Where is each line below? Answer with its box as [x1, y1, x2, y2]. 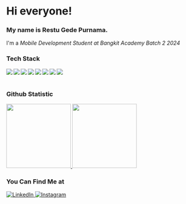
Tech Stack [6, 54, 41, 63]
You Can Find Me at [6, 177, 65, 185]
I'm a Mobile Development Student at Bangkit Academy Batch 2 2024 [6, 39, 181, 46]
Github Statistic [6, 89, 53, 98]
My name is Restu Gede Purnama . [6, 26, 108, 34]
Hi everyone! [6, 4, 73, 18]
